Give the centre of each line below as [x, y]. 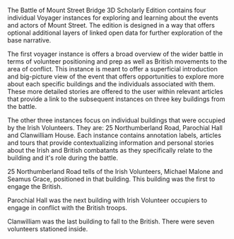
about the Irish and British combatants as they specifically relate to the [110, 150]
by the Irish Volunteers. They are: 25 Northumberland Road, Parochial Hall [115, 128]
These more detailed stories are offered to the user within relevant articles [115, 92]
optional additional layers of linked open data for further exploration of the [115, 33]
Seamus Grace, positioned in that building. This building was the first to [111, 179]
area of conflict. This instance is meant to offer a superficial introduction [112, 69]
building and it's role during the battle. [63, 158]
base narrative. [29, 40]
